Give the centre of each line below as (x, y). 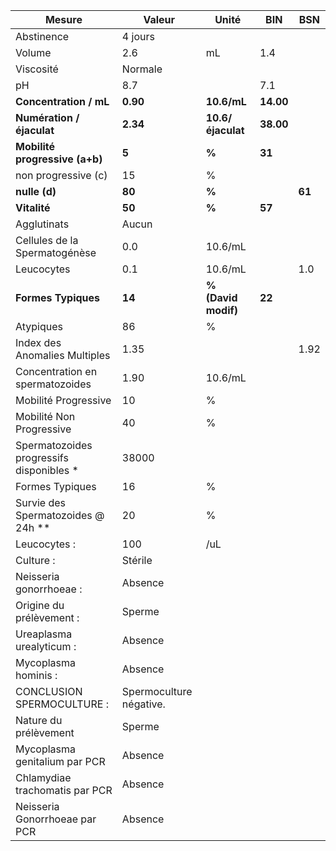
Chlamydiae (43, 777)
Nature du (39, 720)
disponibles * (47, 470)
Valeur (159, 19)
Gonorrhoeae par (56, 819)
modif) (222, 310)
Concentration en (56, 371)
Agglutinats (42, 224)
